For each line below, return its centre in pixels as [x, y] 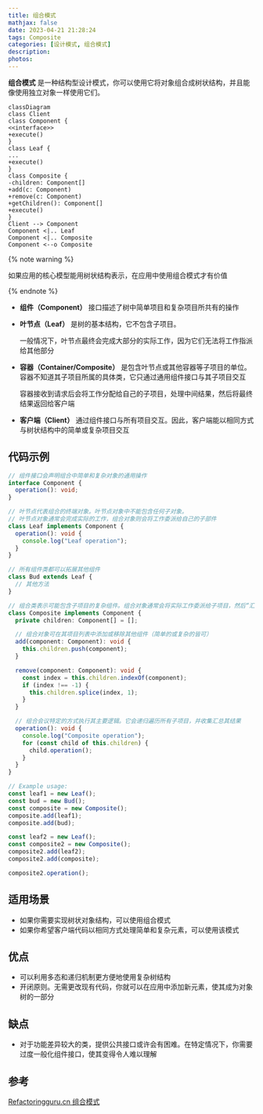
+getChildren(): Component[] [56, 203]
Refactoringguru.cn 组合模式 [54, 1102]
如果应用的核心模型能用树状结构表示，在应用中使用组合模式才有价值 [118, 275]
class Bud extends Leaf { [50, 577]
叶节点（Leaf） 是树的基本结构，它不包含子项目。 [100, 323]
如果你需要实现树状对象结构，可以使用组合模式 [95, 920]
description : [29, 52]
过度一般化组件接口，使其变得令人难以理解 [88, 1054]
